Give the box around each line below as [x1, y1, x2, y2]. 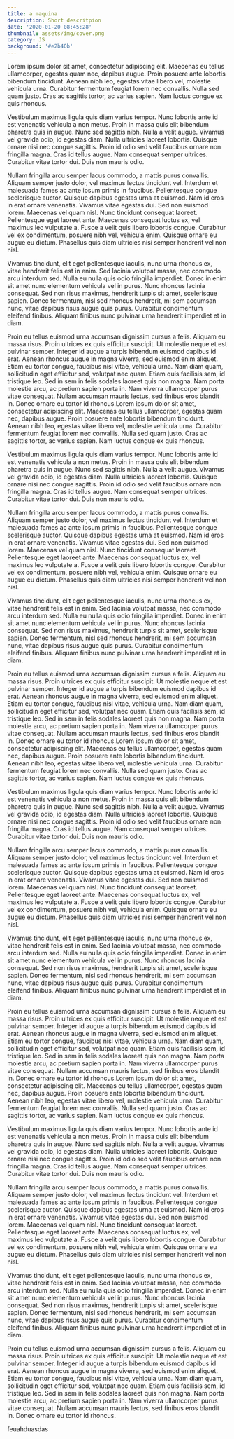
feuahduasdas [7, 1425, 49, 1433]
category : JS [7, 36, 45, 43]
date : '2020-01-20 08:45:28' [7, 23, 92, 30]
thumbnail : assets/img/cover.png [7, 29, 105, 37]
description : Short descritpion [7, 17, 101, 24]
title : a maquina [7, 10, 58, 18]
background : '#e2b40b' [7, 43, 73, 50]
